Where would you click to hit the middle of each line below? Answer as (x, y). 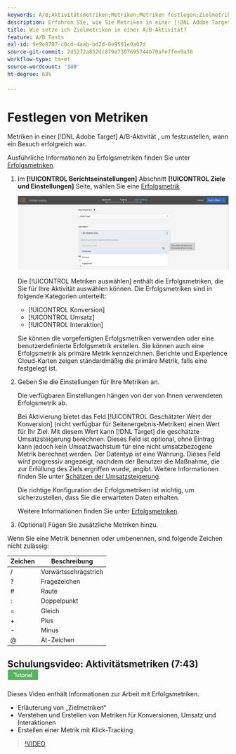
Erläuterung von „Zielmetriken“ (62, 708)
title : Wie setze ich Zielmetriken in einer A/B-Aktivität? (97, 30)
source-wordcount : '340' (44, 67)
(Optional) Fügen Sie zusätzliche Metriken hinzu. (88, 525)
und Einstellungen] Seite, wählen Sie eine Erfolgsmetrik (99, 186)
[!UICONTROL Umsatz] (61, 317)
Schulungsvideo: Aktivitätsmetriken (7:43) (103, 664)
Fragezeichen (61, 581)
